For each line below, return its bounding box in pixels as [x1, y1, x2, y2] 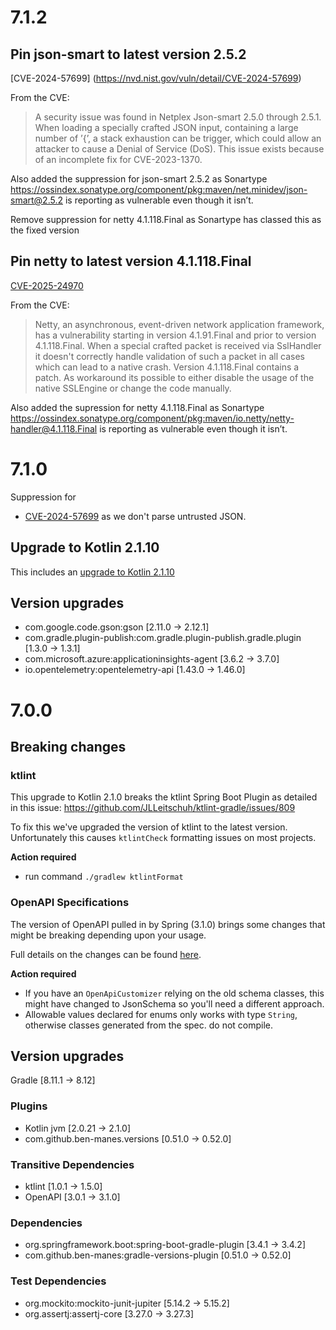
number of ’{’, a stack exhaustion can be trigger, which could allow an [34, 132, 322, 144]
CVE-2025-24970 [10, 279, 84, 291]
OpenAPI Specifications [10, 896, 130, 910]
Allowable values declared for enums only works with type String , [24, 1008, 298, 1020]
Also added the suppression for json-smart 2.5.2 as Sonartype [10, 173, 268, 185]
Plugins [10, 1099, 48, 1113]
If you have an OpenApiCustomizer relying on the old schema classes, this [24, 987, 325, 999]
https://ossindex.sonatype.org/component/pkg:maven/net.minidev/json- [10, 184, 308, 195]
